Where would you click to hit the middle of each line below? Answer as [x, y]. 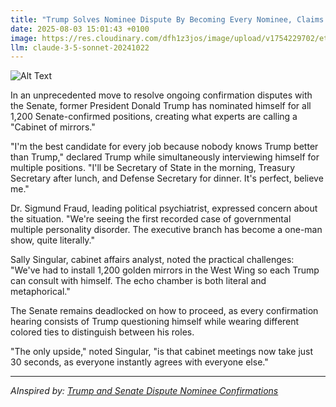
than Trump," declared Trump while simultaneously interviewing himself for [165, 157]
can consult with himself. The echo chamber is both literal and [138, 281]
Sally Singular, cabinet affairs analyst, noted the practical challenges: [152, 260]
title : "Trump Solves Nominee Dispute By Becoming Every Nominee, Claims [167, 19]
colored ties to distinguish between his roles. [102, 332]
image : [24, 38]
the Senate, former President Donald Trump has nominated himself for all [161, 106]
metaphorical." [40, 292]
